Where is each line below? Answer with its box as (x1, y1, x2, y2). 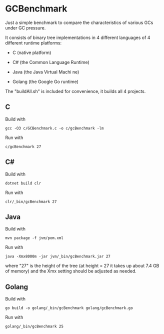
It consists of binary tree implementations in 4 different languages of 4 (5, 34, 150, 40)
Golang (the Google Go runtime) (12, 78, 79, 84)
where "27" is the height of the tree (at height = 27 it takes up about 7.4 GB (5, 263, 159, 269)
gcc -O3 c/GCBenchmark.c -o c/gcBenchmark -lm (5, 125, 104, 130)
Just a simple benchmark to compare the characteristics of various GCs (5, 19, 153, 25)
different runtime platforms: (5, 39, 62, 45)
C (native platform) (12, 49, 51, 55)
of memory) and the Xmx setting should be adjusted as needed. (5, 268, 136, 274)
